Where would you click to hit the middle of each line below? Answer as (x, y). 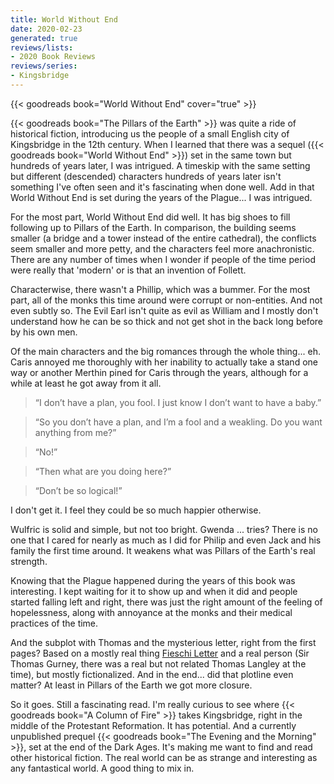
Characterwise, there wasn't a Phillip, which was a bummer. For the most (160, 289)
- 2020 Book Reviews (53, 57)
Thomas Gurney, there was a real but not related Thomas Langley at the (158, 663)
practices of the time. (54, 623)
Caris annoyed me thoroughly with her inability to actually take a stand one (164, 362)
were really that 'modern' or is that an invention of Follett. (128, 270)
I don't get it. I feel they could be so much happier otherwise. (136, 510)
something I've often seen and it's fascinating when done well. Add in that (162, 187)
